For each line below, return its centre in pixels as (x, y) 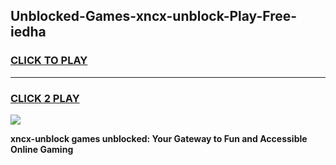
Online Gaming (42, 149)
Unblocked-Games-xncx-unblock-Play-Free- (154, 16)
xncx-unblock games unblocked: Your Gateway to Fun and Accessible (159, 138)
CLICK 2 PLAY (45, 98)
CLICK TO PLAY (49, 61)
